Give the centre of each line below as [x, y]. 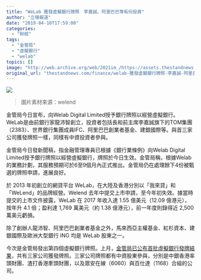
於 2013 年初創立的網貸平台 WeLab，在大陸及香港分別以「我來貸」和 [91, 185]
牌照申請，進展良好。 [43, 173]
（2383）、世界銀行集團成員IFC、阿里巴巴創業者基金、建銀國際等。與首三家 [99, 130]
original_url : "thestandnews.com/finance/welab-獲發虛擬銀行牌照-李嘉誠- [95, 73]
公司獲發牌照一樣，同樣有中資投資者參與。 [59, 137]
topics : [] [20, 62]
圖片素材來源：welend [48, 102]
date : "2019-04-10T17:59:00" [42, 23]
